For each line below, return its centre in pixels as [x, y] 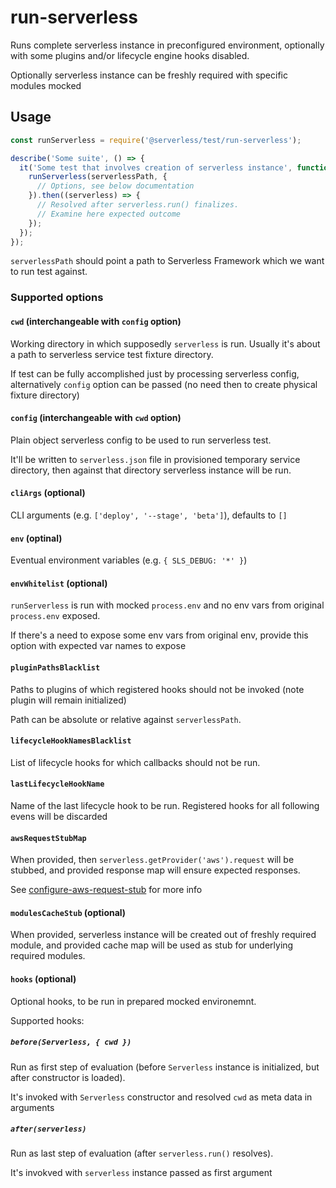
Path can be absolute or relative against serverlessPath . [126, 719]
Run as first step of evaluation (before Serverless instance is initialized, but [165, 1067]
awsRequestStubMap [48, 838]
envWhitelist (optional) [59, 583]
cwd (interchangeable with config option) [96, 321]
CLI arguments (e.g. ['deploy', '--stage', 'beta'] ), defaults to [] [149, 515]
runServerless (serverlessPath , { [98, 177]
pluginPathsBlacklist [55, 667]
